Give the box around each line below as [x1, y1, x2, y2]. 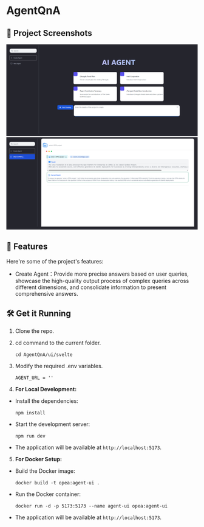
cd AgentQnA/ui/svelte [15, 352, 73, 358]
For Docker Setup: [15, 456, 63, 463]
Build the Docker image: [15, 467, 76, 475]
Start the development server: [15, 421, 90, 428]
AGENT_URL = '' [15, 375, 54, 381]
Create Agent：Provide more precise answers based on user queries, [15, 270, 189, 277]
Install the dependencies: [15, 397, 79, 405]
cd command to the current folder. [15, 339, 101, 347]
